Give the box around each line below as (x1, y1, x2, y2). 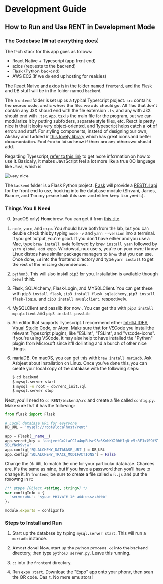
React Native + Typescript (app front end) (12, 57, 96, 64)
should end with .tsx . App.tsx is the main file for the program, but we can (5, 113, 152, 119)
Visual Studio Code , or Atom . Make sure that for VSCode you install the (12, 325, 154, 331)
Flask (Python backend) (12, 68, 60, 74)
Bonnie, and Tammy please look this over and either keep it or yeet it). (5, 193, 145, 198)
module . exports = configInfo (5, 508, 64, 513)
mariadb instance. (12, 536, 47, 542)
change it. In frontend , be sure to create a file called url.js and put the (5, 471, 147, 477)
